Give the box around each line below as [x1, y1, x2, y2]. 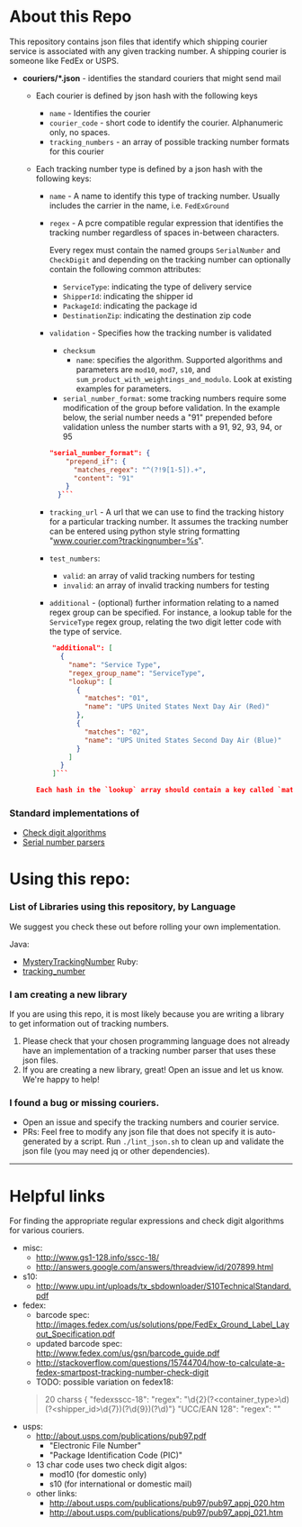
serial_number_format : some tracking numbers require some [62, 392, 288, 403]
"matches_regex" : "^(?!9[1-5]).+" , [73, 465, 207, 474]
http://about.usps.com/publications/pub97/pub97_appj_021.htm [49, 1507, 283, 1518]
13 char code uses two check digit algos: [35, 1459, 187, 1470]
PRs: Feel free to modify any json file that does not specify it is [22, 1127, 254, 1138]
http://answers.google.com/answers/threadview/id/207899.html [35, 1262, 274, 1273]
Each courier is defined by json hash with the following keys [35, 90, 258, 101]
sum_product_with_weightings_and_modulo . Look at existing [75, 373, 292, 384]
